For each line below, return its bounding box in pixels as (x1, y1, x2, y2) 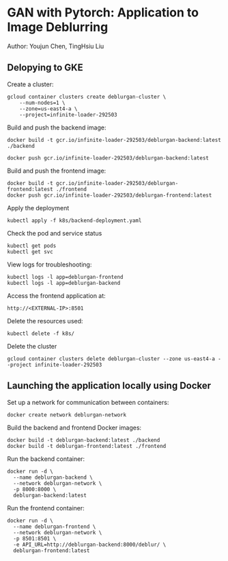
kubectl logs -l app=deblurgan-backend (7, 279, 121, 286)
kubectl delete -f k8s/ (7, 330, 75, 337)
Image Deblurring (7, 19, 109, 35)
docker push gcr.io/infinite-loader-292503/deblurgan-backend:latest (7, 154, 210, 162)
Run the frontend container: (7, 503, 85, 512)
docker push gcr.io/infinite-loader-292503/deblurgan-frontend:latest (7, 192, 212, 199)
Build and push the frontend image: (7, 166, 106, 175)
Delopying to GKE (7, 62, 83, 73)
